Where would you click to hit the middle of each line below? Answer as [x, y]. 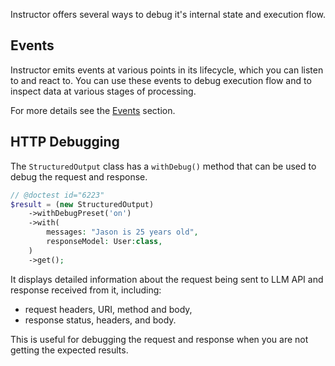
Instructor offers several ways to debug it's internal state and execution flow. [168, 14]
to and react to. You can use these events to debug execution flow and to [161, 80]
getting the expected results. [69, 350]
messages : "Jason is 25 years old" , [122, 232]
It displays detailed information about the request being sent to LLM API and [167, 279]
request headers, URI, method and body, [108, 309]
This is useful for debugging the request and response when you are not [159, 339]
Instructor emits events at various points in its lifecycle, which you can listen [167, 70]
